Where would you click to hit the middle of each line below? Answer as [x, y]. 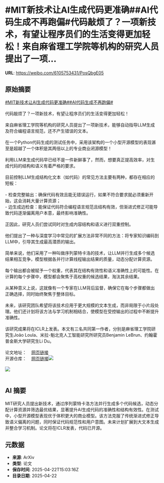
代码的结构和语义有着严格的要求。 [43, 166]
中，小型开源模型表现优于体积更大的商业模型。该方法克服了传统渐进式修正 [80, 415]
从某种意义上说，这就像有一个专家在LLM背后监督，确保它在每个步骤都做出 [80, 288]
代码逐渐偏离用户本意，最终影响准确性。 [50, 213]
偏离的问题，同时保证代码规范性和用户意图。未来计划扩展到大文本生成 [88, 422]
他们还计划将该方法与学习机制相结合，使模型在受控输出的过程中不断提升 [86, 311]
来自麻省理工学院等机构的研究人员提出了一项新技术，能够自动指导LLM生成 [80, 125]
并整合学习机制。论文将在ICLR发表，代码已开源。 [55, 428]
